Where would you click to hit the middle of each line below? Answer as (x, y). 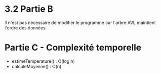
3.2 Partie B (29, 9)
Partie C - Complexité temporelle (73, 48)
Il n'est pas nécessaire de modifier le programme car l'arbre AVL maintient (80, 23)
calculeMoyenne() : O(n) (37, 66)
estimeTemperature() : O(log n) (43, 61)
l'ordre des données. (26, 27)
